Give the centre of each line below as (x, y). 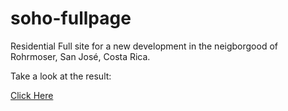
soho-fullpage (71, 18)
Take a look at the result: (61, 76)
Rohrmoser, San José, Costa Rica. (80, 56)
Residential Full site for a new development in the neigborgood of (144, 46)
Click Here (32, 95)
